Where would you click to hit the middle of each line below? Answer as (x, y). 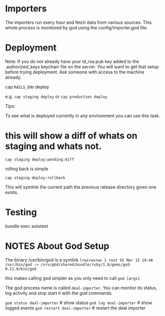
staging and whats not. (54, 146)
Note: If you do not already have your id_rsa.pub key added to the (72, 61)
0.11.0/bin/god (21, 269)
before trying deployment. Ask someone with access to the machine (75, 72)
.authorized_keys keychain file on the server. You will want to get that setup (82, 66)
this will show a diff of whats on (71, 136)
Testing (21, 212)
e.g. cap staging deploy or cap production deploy (56, 96)
